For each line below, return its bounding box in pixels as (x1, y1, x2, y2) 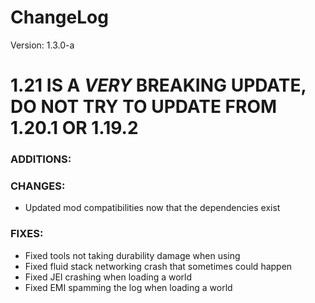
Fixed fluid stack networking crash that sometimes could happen (24, 260, 293, 272)
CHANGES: (10, 179, 66, 193)
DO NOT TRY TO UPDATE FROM (10, 96, 278, 118)
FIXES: (10, 227, 44, 241)
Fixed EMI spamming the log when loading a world (24, 281, 233, 293)
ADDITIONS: (10, 152, 72, 166)
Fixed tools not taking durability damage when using (24, 249, 241, 261)
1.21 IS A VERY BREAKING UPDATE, (10, 74, 307, 97)
